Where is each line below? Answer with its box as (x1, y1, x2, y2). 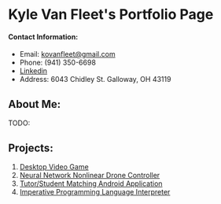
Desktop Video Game (19, 162, 89, 172)
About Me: (8, 97, 61, 111)
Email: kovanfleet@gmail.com (19, 50, 116, 59)
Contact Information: (8, 32, 79, 41)
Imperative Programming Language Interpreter (19, 187, 171, 197)
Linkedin (19, 66, 48, 76)
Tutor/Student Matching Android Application (19, 179, 163, 188)
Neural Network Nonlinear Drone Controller (19, 171, 160, 180)
